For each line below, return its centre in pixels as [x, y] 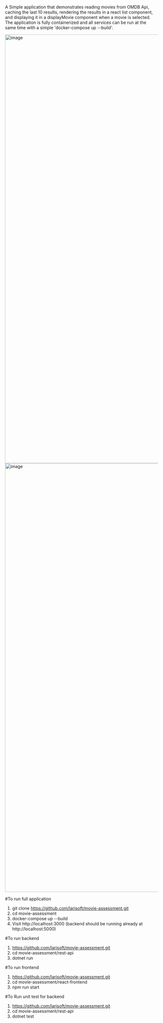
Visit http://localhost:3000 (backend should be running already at [77, 924]
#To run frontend [22, 967]
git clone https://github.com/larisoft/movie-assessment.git [70, 908]
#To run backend [22, 938]
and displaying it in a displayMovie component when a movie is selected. [78, 17]
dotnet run [23, 958]
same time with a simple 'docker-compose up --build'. [59, 28]
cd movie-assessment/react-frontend [49, 982]
